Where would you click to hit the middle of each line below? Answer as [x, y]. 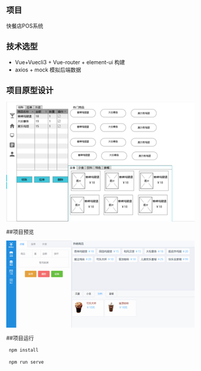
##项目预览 [20, 232]
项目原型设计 [30, 90]
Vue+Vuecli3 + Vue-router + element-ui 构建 [70, 62]
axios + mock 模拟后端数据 [48, 70]
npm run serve [26, 362]
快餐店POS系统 [25, 26]
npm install [24, 350]
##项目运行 [20, 338]
